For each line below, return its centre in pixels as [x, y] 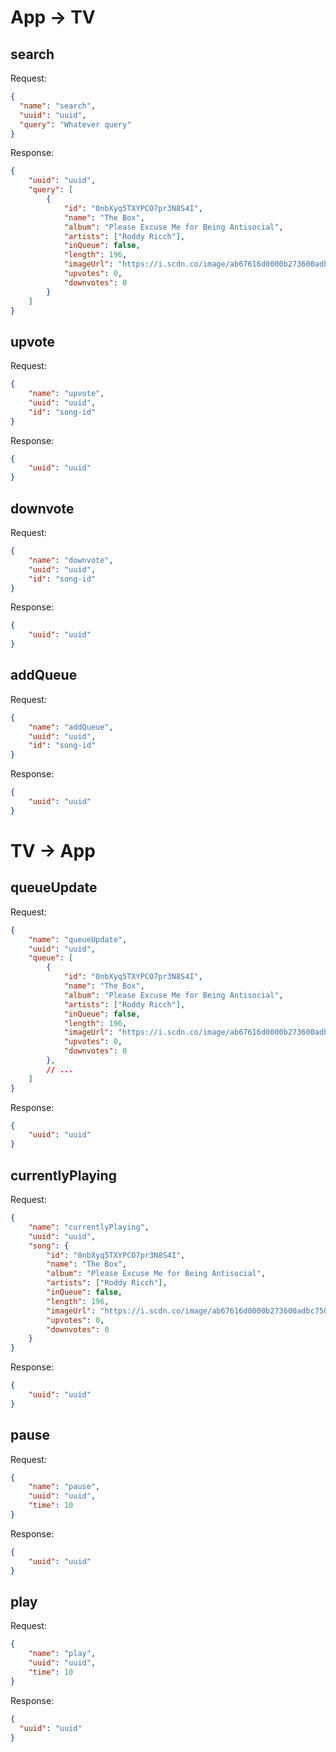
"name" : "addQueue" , [71, 727]
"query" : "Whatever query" [75, 124]
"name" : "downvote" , [71, 560]
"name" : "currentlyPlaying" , [89, 1227]
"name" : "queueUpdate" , [78, 939]
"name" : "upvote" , [66, 394]
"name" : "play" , [62, 1654]
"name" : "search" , [58, 106]
